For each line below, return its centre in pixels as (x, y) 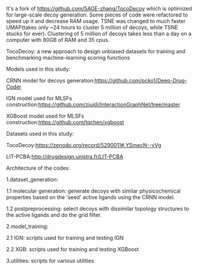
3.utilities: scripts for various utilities (50, 261)
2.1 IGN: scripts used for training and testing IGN (65, 238)
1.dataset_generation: (32, 179)
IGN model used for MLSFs (39, 98)
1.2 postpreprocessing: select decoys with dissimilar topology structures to (98, 209)
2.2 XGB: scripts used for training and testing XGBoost (73, 249)
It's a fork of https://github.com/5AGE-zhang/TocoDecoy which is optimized (99, 9)
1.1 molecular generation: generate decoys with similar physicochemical (93, 191)
